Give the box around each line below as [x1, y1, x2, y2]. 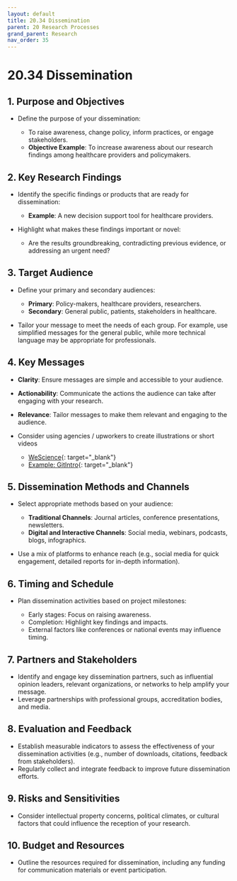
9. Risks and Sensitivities [7, 792, 120, 805]
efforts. [17, 772, 40, 780]
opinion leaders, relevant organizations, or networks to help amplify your [17, 680, 230, 688]
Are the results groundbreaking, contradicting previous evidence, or [28, 238, 226, 247]
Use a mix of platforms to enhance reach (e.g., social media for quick [17, 550, 219, 558]
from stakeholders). [17, 757, 76, 765]
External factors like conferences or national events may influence [28, 626, 221, 634]
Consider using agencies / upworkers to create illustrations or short [17, 431, 214, 440]
